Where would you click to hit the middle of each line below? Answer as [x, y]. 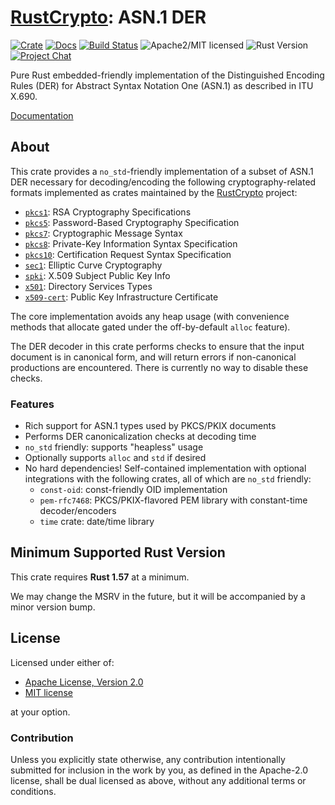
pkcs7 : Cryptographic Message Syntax [103, 233]
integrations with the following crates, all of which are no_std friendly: [168, 479]
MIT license [48, 692]
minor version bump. [53, 607]
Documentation [42, 115]
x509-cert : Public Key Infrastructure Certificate [121, 297]
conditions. [33, 791]
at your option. [40, 712]
